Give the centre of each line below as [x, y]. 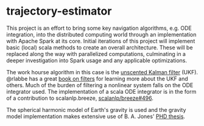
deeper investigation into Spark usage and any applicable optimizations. [97, 60]
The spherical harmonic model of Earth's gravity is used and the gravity [96, 110]
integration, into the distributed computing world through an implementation [101, 34]
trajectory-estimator [59, 11]
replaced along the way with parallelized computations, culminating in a [96, 54]
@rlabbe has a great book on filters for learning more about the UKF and [97, 79]
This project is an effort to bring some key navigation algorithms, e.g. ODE [99, 28]
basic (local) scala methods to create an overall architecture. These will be [100, 47]
